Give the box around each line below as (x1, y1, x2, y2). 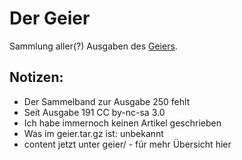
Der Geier (9, 7, 91, 30)
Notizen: (9, 69, 64, 86)
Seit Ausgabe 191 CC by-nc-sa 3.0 (23, 106, 166, 118)
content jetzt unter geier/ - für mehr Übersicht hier (23, 138, 232, 150)
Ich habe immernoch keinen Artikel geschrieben (23, 117, 222, 129)
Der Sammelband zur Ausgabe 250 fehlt (23, 95, 191, 107)
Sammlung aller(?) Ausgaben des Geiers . (9, 40, 178, 52)
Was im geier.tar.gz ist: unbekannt (23, 127, 164, 139)
